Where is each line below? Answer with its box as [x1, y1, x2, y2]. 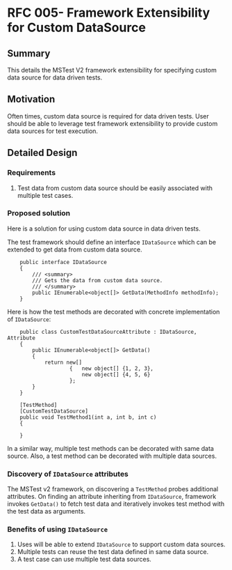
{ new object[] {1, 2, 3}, [69, 364, 154, 372]
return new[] [44, 359, 82, 366]
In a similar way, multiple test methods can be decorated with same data [7, 444, 214, 452]
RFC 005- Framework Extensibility [7, 5, 210, 21]
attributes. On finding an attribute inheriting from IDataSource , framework [7, 493, 217, 501]
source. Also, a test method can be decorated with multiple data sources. [7, 452, 217, 460]
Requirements [7, 168, 56, 178]
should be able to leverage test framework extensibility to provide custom [7, 119, 218, 128]
